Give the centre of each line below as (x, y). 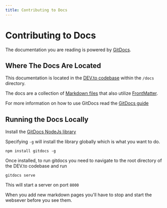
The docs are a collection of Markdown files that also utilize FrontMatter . (82, 93)
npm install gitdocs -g (31, 151)
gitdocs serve (20, 175)
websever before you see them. (39, 200)
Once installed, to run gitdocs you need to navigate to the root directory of (84, 161)
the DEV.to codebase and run (36, 166)
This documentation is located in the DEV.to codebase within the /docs (80, 78)
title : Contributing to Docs (36, 10)
